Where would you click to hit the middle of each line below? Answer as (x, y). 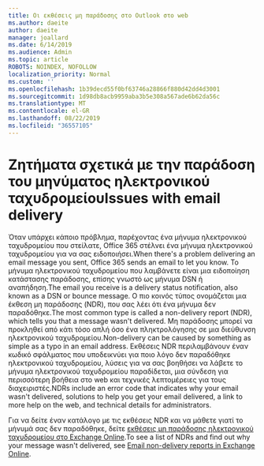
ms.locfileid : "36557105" (50, 126)
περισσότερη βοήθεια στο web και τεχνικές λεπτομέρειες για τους (117, 379)
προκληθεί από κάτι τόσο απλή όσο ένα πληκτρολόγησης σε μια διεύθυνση (132, 329)
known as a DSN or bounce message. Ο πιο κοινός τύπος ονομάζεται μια (127, 295)
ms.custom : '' (32, 81)
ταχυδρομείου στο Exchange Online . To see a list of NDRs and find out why (129, 437)
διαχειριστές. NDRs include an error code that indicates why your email (123, 388)
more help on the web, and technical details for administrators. (110, 404)
